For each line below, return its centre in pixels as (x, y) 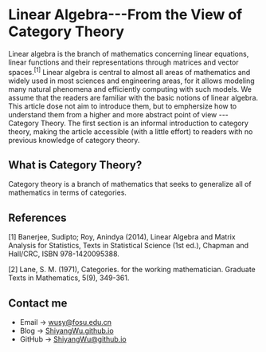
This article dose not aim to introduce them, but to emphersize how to (123, 106)
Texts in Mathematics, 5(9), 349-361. (69, 278)
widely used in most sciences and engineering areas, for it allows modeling (131, 81)
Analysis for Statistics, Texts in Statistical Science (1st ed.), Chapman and (129, 246)
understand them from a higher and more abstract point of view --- (119, 114)
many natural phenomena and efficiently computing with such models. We (130, 89)
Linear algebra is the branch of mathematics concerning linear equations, (129, 53)
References (37, 218)
